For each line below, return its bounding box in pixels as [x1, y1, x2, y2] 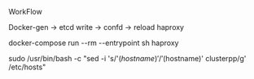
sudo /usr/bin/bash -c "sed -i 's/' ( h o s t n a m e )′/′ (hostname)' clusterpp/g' [8, 54, 247, 63]
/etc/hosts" [8, 62, 46, 72]
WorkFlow [8, 7, 42, 16]
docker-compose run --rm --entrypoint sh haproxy [8, 38, 179, 48]
